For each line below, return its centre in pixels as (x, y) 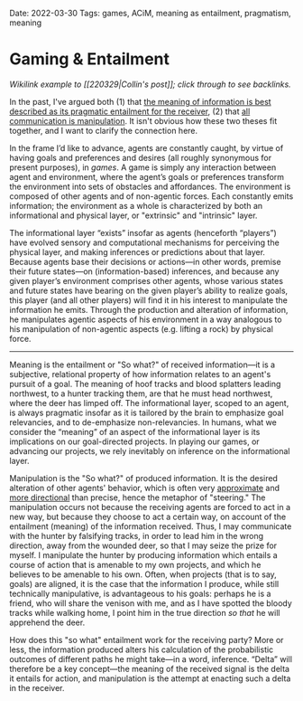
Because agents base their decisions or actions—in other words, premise (145, 261)
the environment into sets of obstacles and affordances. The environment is (150, 186)
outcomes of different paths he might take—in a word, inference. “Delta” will (151, 658)
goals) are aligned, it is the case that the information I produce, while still (144, 583)
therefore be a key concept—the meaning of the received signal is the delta (150, 668)
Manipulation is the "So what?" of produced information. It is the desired (143, 478)
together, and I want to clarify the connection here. (104, 130)
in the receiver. (37, 687)
